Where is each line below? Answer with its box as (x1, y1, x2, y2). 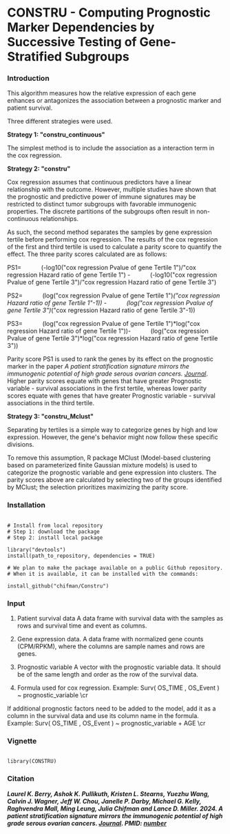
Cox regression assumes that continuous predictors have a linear (7, 178, 191, 186)
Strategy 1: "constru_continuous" (7, 130, 105, 139)
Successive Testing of (7, 35, 137, 50)
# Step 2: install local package (7, 534, 103, 541)
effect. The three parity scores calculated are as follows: (7, 250, 167, 258)
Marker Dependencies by (7, 19, 155, 35)
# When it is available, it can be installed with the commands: (7, 570, 198, 577)
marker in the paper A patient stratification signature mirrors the (7, 362, 189, 371)
